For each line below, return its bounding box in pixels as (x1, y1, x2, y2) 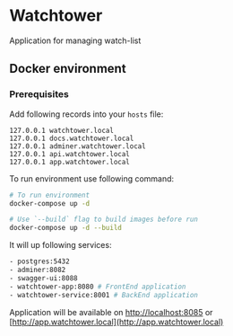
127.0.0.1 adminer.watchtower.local (9, 141, 146, 151)
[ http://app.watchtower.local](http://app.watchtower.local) (9, 316, 224, 327)
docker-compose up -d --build (9, 224, 123, 233)
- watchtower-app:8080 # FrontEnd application (9, 282, 186, 291)
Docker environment (9, 61, 127, 76)
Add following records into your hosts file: (9, 109, 164, 119)
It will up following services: (9, 240, 112, 251)
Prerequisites (9, 88, 69, 101)
